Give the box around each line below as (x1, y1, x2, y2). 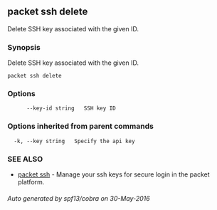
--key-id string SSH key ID (26, 105, 116, 112)
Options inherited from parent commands (7, 121, 154, 131)
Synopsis (7, 42, 41, 52)
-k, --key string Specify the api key (14, 137, 135, 145)
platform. (17, 178, 45, 186)
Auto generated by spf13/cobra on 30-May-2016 (7, 194, 151, 202)
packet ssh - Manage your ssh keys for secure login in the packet (17, 170, 210, 179)
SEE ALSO (7, 154, 43, 164)
